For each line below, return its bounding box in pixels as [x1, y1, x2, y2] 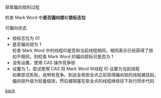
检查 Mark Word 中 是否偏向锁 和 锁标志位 [5, 15, 86, 20]
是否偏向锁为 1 [12, 41, 42, 47]
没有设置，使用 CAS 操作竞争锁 [12, 60, 76, 65]
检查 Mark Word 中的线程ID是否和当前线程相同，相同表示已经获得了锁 [12, 48, 154, 53]
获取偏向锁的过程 [5, 4, 40, 10]
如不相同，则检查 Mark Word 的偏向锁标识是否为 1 [12, 54, 114, 59]
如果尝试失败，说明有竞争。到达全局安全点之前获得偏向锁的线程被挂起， [12, 72, 159, 78]
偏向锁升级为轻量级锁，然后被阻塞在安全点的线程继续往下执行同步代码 [12, 78, 155, 84]
